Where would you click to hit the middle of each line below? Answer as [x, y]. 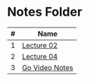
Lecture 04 [40, 56]
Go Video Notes [48, 67]
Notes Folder [45, 12]
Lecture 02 [40, 45]
